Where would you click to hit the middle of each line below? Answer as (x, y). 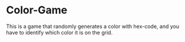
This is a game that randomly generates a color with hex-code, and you (93, 26)
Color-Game (37, 10)
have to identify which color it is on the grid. (60, 32)
